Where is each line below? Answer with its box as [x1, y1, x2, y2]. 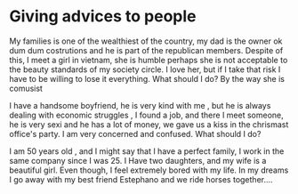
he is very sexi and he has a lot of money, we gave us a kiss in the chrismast [9, 118, 289, 130]
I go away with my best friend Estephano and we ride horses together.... [9, 174, 273, 184]
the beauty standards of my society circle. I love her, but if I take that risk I [9, 64, 281, 75]
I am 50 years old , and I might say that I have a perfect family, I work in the [9, 145, 285, 157]
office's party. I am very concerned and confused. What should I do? [9, 128, 262, 139]
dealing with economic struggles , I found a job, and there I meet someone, [9, 109, 285, 120]
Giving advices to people [9, 6, 197, 27]
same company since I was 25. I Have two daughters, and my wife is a [9, 155, 267, 166]
